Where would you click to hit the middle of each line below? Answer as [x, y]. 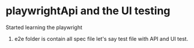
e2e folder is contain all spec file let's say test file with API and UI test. [101, 39]
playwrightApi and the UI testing [88, 11]
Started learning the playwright [44, 27]
